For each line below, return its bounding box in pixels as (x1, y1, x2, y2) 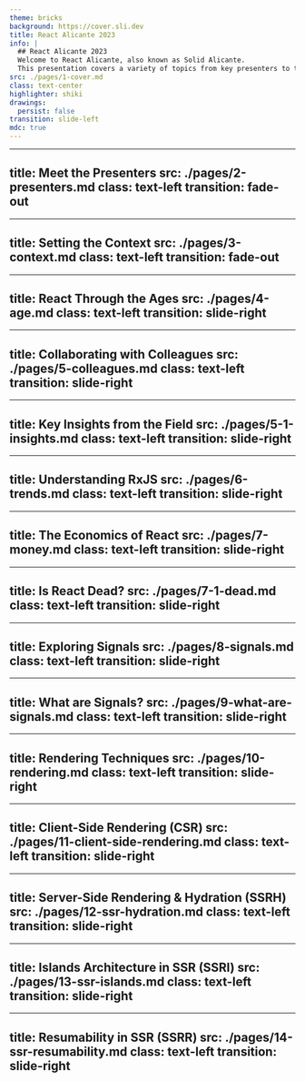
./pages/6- (185, 472, 249, 488)
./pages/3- (178, 236, 242, 251)
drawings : (9, 97, 47, 107)
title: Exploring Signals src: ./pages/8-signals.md (9, 639, 295, 654)
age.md (9, 306, 54, 321)
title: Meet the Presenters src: (9, 166, 182, 181)
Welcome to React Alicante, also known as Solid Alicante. (17, 56, 246, 65)
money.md (9, 542, 72, 558)
